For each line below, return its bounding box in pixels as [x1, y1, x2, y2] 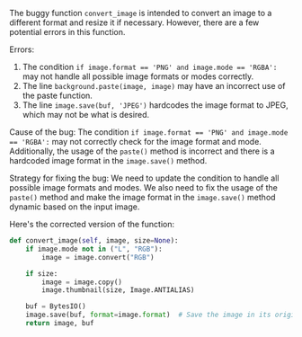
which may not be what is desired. [22, 110, 150, 120]
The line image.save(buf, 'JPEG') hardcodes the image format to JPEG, [22, 100, 289, 111]
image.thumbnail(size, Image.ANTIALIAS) [41, 286, 195, 295]
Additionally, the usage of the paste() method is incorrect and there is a [9, 146, 276, 156]
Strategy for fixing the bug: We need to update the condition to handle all [9, 173, 280, 183]
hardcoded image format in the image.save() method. [9, 155, 208, 165]
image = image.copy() [41, 278, 123, 287]
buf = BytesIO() [25, 302, 87, 311]
